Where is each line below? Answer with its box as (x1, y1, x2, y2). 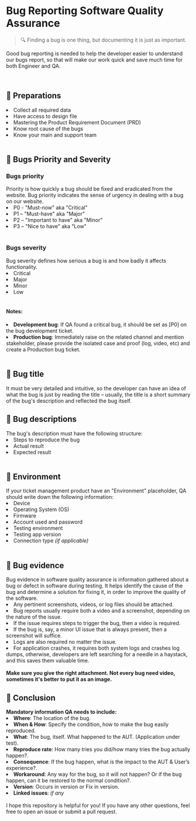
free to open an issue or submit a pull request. (6, 808, 117, 815)
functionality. (6, 263, 38, 271)
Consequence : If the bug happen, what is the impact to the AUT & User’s (13, 758, 190, 765)
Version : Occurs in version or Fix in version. (13, 783, 120, 790)
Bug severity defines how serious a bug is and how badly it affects (6, 257, 167, 264)
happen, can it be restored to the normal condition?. (6, 777, 132, 784)
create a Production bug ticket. (6, 346, 81, 353)
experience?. (6, 765, 37, 771)
